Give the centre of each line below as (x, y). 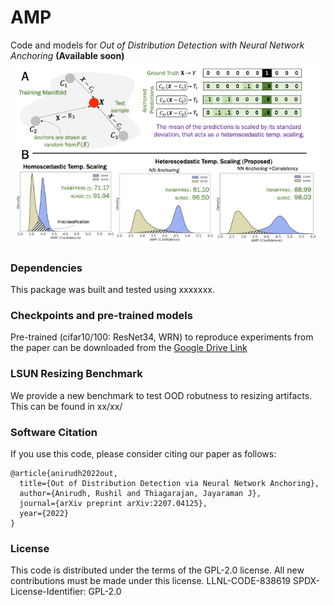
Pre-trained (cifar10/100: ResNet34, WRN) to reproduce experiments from (162, 337)
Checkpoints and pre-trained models (101, 315)
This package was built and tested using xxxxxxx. (112, 290)
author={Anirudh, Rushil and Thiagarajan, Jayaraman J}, (140, 493)
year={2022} (44, 513)
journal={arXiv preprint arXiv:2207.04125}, (113, 503)
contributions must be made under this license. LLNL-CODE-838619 (151, 581)
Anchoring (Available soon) (67, 55)
